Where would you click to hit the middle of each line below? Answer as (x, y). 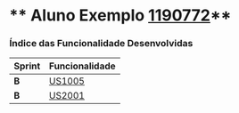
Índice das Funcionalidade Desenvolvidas (101, 44)
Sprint (27, 66)
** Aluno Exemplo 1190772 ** (120, 16)
